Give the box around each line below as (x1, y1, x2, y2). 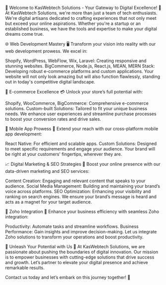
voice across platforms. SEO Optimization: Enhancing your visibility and (5, 189, 151, 194)
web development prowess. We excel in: (5, 48, 88, 54)
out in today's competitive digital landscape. (5, 79, 96, 84)
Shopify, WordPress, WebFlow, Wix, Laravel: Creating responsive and (5, 58, 147, 64)
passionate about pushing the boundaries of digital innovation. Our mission (5, 249, 159, 255)
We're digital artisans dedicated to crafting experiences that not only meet (5, 15, 157, 21)
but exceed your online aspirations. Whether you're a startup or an (5, 20, 141, 26)
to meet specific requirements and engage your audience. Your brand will (5, 146, 155, 151)
